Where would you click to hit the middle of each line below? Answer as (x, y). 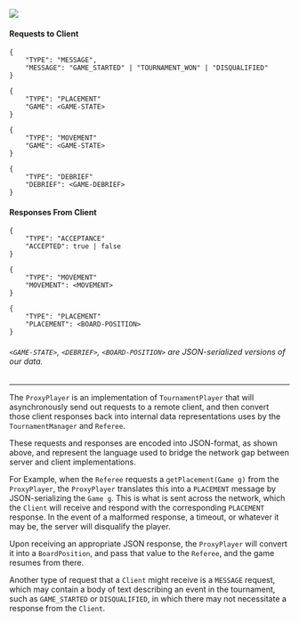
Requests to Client (44, 33)
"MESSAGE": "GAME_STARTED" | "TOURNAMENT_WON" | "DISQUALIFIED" (147, 68)
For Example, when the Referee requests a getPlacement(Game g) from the (144, 479)
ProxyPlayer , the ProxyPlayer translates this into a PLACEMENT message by (143, 489)
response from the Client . (57, 608)
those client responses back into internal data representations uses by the (145, 416)
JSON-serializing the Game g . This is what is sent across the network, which (147, 497)
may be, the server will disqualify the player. (90, 526)
